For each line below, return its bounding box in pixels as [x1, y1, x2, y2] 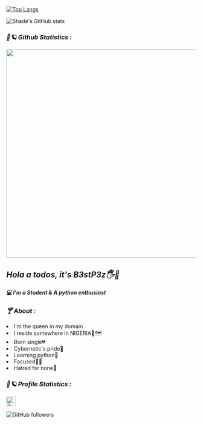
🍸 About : [6, 307, 36, 315]
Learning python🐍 [14, 352, 59, 359]
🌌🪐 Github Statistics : [6, 33, 72, 41]
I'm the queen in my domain [14, 323, 83, 330]
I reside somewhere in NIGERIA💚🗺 [14, 329, 102, 337]
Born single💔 [14, 338, 45, 346]
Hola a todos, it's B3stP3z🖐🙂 [6, 269, 120, 280]
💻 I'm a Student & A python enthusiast [6, 289, 106, 297]
